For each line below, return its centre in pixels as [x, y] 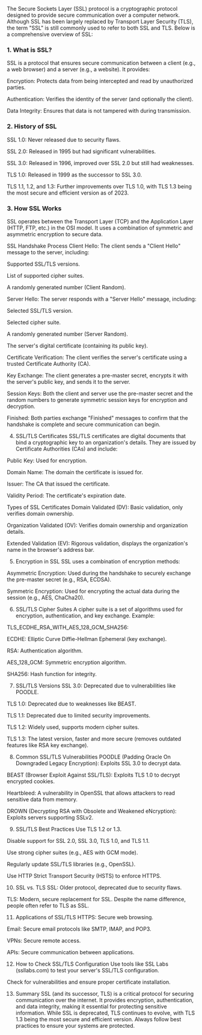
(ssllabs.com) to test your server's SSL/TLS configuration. [87, 970]
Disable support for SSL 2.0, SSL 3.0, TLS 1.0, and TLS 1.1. [78, 840]
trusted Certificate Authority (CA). [49, 363]
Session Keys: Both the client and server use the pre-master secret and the [100, 393]
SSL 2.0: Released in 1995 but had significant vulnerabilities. [81, 151]
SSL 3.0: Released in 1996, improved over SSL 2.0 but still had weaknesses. [100, 163]
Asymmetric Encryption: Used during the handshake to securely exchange [99, 573]
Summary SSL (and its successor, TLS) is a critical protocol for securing [105, 993]
